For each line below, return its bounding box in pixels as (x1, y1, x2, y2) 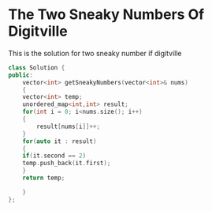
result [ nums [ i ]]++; (36, 122, 101, 130)
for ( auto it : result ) (22, 137, 97, 145)
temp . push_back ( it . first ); (22, 160, 111, 168)
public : (8, 71, 34, 79)
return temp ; (22, 174, 65, 183)
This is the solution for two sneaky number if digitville (8, 48, 183, 58)
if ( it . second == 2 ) (22, 152, 87, 160)
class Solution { (8, 63, 65, 72)
